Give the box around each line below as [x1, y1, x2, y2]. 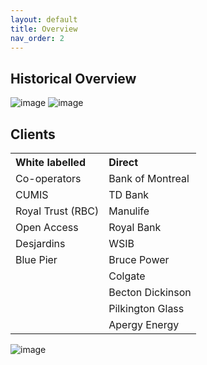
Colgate [108, 269, 146, 283]
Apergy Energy [108, 318, 180, 331]
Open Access [15, 221, 79, 234]
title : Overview [10, 24, 78, 34]
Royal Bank [108, 221, 162, 234]
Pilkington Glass [108, 302, 185, 315]
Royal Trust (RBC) [15, 204, 100, 218]
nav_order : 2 [10, 33, 65, 43]
